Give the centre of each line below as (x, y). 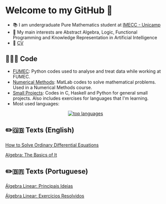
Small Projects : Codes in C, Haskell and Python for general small (80, 93)
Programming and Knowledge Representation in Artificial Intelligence (85, 37)
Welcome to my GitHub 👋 (59, 10)
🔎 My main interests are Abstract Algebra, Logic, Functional (75, 32)
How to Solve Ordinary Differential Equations (52, 145)
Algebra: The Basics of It (31, 155)
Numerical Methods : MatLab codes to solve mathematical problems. (84, 82)
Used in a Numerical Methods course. (52, 87)
